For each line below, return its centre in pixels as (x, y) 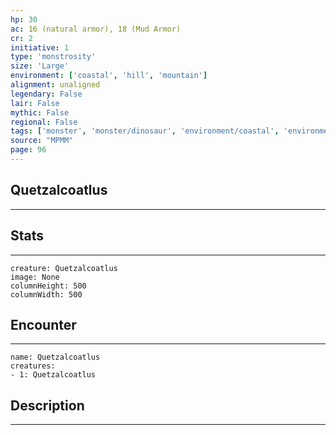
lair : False (35, 103)
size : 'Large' (40, 66)
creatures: (33, 366)
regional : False (44, 122)
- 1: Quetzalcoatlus (53, 375)
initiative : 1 (40, 47)
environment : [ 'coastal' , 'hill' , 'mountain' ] (109, 76)
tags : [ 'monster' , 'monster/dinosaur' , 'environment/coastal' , (145, 131)
